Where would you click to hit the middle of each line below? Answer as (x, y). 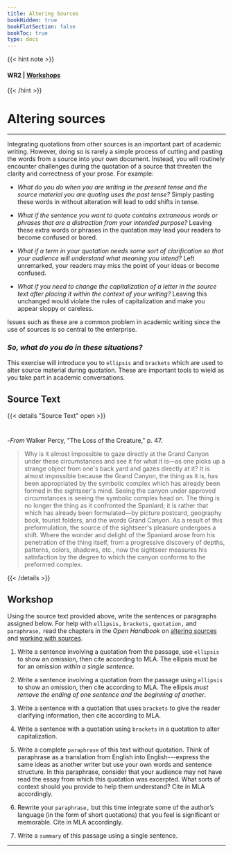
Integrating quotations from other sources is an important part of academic (114, 144)
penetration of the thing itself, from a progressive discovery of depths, (124, 542)
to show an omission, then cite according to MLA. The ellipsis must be (117, 659)
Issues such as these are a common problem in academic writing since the (114, 322)
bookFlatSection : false (42, 26)
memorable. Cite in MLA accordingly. (70, 822)
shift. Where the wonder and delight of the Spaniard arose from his (120, 534)
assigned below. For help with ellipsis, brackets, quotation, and (102, 624)
